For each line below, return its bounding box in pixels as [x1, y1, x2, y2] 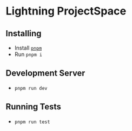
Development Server [5, 68, 85, 78]
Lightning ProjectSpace [5, 4, 127, 18]
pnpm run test [14, 119, 50, 125]
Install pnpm [14, 44, 42, 51]
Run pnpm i [14, 51, 43, 58]
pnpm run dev [14, 85, 48, 91]
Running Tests [5, 101, 61, 112]
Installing [5, 28, 42, 39]
